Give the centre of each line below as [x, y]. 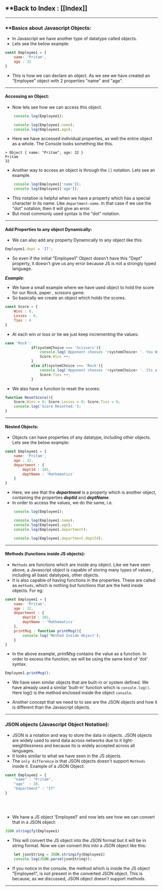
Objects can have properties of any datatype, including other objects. [81, 437]
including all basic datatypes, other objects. [56, 575]
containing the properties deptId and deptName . [61, 498]
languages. [23, 750]
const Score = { [21, 307]
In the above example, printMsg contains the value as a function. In [79, 654]
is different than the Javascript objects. [51, 707]
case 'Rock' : [18, 343]
